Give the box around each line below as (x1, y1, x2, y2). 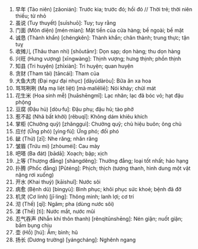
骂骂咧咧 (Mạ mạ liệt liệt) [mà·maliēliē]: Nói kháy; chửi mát (15, 85, 156, 91)
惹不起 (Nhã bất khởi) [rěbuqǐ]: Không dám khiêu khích (15, 113, 148, 120)
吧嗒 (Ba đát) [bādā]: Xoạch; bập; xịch (15, 150, 108, 157)
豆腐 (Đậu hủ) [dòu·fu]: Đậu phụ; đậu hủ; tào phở (15, 106, 134, 113)
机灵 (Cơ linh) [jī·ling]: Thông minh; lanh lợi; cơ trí (15, 193, 134, 200)
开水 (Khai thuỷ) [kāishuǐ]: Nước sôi (15, 178, 101, 185)
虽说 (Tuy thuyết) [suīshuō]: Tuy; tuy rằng (15, 19, 116, 26)
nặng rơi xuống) (15, 171, 54, 178)
